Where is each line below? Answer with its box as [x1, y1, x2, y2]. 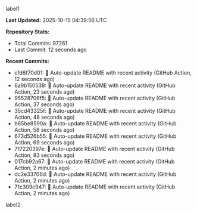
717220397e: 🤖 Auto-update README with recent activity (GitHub [14, 146, 175, 152]
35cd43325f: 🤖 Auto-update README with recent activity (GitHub [14, 107, 176, 114]
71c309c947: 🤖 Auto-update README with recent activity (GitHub [14, 183, 176, 190]
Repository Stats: [5, 28, 50, 35]
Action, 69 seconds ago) [14, 139, 75, 146]
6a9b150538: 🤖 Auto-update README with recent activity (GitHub [14, 82, 176, 89]
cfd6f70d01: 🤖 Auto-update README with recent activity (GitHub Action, [14, 69, 192, 76]
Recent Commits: [5, 58, 49, 64]
